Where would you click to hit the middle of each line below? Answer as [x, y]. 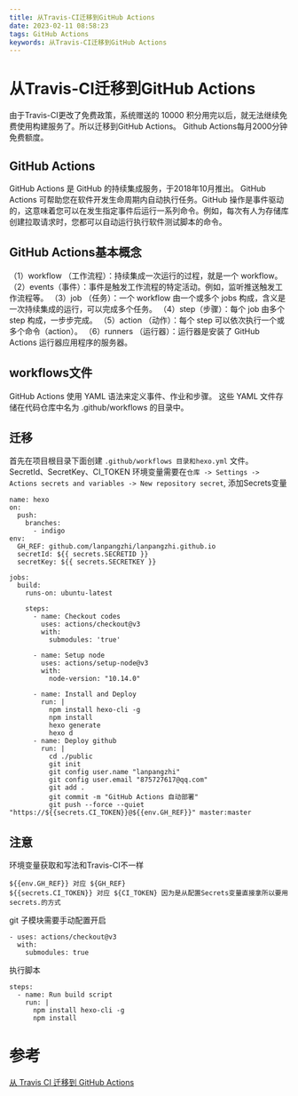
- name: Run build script [65, 995]
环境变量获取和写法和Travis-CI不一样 [77, 865]
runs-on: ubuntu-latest [69, 593]
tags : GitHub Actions [49, 34]
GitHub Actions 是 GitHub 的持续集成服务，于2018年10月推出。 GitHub [137, 188]
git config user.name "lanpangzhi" [114, 772]
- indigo [49, 531]
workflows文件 [51, 373]
